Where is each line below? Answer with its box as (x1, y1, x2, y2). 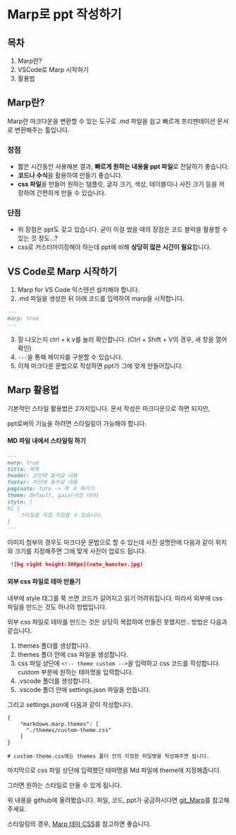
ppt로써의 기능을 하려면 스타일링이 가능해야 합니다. (7, 419, 147, 427)
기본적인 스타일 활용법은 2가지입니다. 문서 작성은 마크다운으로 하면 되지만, (7, 404, 211, 413)
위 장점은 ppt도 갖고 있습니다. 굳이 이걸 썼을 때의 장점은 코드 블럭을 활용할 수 (17, 225, 228, 234)
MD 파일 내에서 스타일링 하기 (7, 437, 87, 445)
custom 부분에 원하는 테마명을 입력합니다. (17, 668, 134, 677)
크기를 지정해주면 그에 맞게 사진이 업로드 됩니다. (14, 547, 147, 555)
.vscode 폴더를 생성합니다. (17, 677, 92, 685)
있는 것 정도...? (17, 234, 58, 243)
